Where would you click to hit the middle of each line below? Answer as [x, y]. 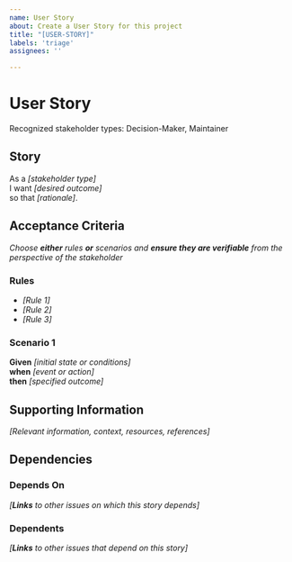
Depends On [37, 485]
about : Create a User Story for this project [96, 26]
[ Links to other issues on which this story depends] [105, 504]
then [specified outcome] [57, 381]
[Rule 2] [37, 309]
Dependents [37, 528]
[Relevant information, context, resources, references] [110, 431]
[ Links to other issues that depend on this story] [99, 548]
